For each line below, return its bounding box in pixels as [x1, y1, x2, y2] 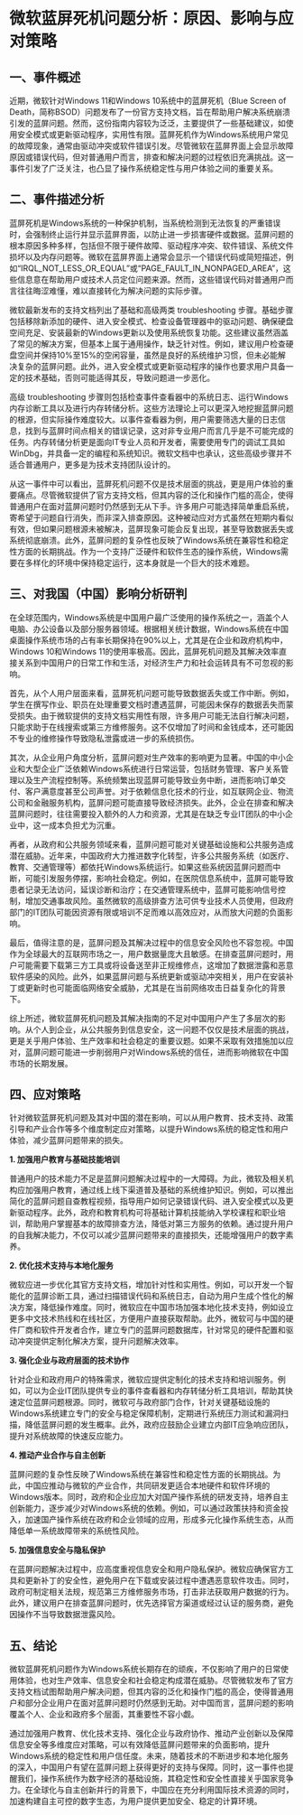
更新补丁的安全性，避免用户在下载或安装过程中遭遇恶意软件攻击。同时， [24, 1575, 294, 1586]
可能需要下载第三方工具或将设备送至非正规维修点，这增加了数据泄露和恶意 [16, 959, 294, 971]
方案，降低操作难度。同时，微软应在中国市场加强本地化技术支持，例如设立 [16, 1302, 294, 1313]
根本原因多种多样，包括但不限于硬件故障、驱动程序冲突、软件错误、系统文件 [9, 240, 294, 251]
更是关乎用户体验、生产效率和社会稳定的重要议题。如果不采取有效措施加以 [9, 1035, 286, 1046]
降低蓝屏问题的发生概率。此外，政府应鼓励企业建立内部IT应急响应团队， [24, 1419, 293, 1430]
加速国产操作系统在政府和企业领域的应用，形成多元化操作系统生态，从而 [24, 1514, 294, 1525]
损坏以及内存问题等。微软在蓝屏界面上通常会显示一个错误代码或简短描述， [9, 251, 286, 262]
